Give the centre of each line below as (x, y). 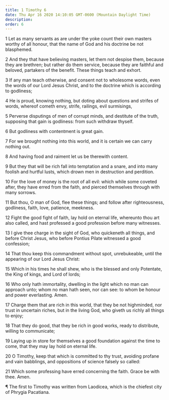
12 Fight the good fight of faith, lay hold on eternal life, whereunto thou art (82, 218)
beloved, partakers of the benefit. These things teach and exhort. (74, 70)
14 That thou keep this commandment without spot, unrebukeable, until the (84, 254)
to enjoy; (14, 316)
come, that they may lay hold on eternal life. (51, 346)
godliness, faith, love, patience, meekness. (50, 208)
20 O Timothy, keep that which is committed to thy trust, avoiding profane (82, 356)
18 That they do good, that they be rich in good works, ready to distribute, (82, 326)
